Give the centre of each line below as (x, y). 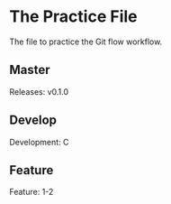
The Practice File (73, 17)
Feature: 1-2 (31, 192)
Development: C (39, 142)
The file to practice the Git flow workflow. (86, 42)
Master (30, 70)
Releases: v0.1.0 (39, 91)
